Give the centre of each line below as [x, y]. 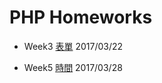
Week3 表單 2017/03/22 [73, 46]
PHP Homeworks [81, 17]
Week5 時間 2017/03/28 [73, 67]
